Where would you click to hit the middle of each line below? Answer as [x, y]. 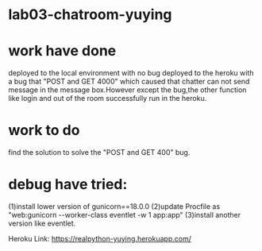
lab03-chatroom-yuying [90, 15]
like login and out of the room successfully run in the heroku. [108, 98]
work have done [62, 51]
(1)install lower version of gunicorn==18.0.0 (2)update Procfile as [114, 207]
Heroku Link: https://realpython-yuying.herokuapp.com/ [100, 239]
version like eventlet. [42, 223]
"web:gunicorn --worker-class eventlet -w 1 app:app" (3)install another [125, 215]
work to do [44, 131]
